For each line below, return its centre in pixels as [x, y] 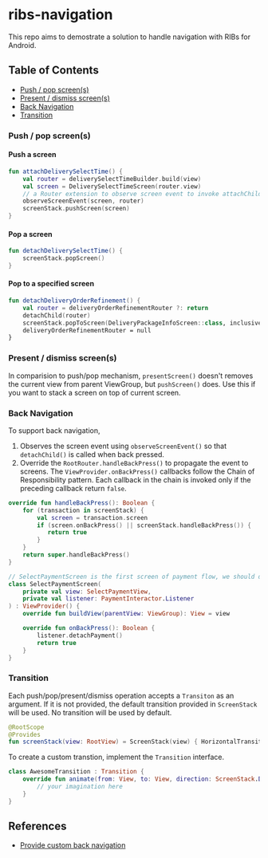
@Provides [25, 734]
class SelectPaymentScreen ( [55, 584]
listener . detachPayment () [80, 636]
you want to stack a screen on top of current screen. [95, 392]
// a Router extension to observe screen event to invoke [121, 194]
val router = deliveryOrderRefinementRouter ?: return [116, 308]
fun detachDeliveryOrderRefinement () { [75, 301]
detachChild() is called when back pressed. [92, 454]
